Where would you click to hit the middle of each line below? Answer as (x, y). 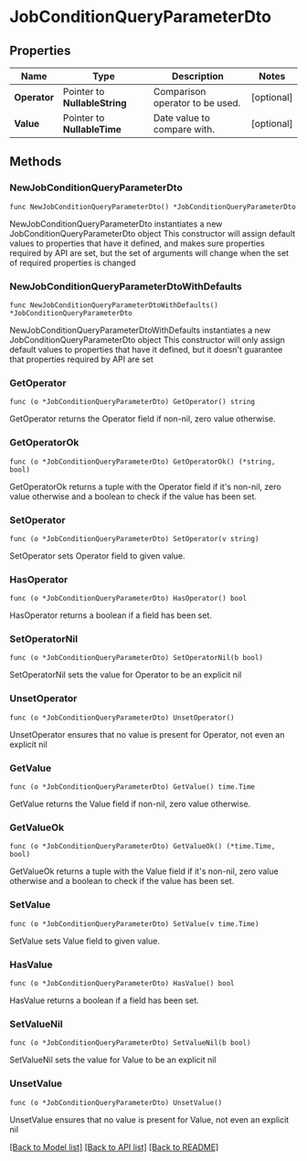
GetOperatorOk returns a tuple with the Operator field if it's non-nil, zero (145, 486)
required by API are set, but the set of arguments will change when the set (149, 252)
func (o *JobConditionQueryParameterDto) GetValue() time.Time (132, 787)
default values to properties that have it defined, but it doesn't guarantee (146, 349)
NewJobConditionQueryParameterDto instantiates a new (116, 224)
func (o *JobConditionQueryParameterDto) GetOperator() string (132, 402)
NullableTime (92, 129)
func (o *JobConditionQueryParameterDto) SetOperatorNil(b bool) (136, 658)
